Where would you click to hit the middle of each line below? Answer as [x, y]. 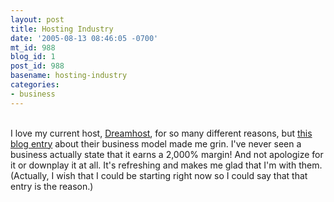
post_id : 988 [37, 66]
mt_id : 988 [33, 47]
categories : [35, 85]
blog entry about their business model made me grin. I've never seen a [156, 143]
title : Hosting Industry [62, 29]
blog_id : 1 [33, 57]
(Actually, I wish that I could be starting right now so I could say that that [159, 175]
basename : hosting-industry [69, 76]
